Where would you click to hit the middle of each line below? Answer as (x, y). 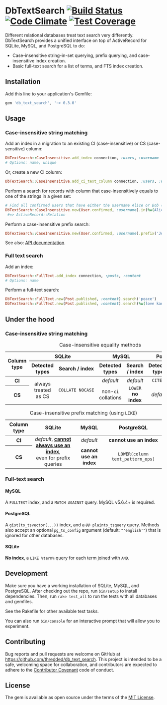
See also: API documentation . (35, 243)
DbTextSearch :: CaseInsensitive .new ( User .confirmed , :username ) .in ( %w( (80, 210)
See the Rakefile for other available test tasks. (52, 611)
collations (110, 398)
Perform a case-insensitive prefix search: (47, 224)
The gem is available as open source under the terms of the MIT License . (80, 698)
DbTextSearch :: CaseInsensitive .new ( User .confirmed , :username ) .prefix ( (81, 233)
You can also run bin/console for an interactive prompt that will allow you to (83, 621)
